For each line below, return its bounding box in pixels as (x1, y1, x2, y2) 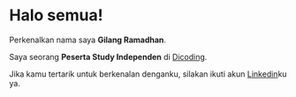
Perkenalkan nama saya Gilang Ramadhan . (9, 34, 166, 45)
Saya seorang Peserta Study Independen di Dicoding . (9, 51, 208, 62)
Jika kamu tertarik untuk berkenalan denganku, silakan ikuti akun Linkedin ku (9, 68, 287, 79)
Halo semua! (9, 5, 103, 26)
